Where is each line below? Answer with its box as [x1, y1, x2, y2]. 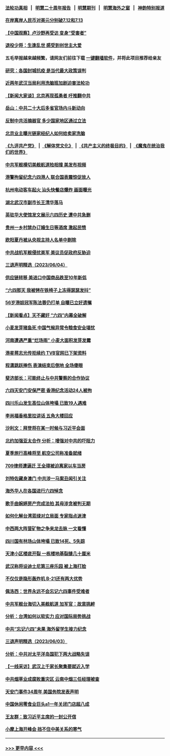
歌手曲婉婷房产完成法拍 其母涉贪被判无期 [5, 500, 91, 507]
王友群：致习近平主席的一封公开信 [5, 713, 76, 719]
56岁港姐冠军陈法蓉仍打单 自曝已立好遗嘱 [5, 300, 92, 306]
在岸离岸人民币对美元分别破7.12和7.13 [5, 17, 83, 23]
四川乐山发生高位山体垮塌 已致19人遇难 [5, 400, 87, 406]
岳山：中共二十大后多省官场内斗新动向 [5, 105, 85, 111]
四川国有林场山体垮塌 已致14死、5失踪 [5, 538, 85, 544]
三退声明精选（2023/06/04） [5, 262, 68, 268]
